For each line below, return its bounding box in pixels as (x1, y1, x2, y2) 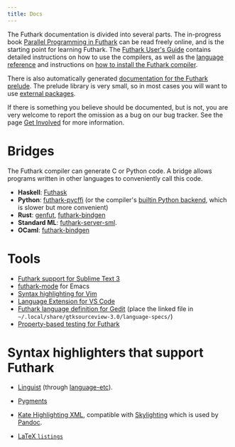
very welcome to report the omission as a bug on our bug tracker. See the (7, 110, 224, 119)
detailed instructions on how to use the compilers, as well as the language (7, 53, 224, 61)
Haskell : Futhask (17, 188, 67, 196)
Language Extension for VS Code (17, 297, 116, 305)
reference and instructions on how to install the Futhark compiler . (7, 60, 198, 68)
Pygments (17, 396, 48, 406)
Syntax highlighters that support (7, 345, 204, 360)
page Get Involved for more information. (7, 118, 125, 127)
